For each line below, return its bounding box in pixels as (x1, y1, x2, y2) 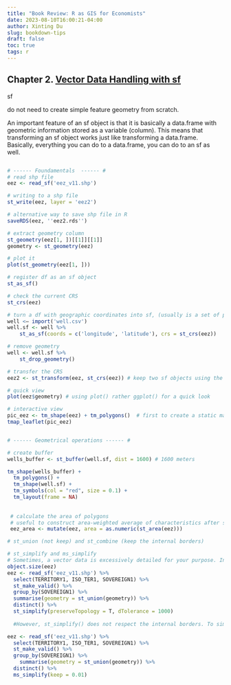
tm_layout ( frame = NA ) (13, 494, 78, 501)
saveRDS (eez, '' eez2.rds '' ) (7, 217, 88, 224)
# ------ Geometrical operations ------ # (7, 437, 131, 444)
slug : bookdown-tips (7, 29, 67, 36)
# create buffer (7, 449, 54, 456)
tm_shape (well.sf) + (13, 481, 72, 488)
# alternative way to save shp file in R (7, 211, 128, 218)
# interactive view (7, 406, 63, 413)
